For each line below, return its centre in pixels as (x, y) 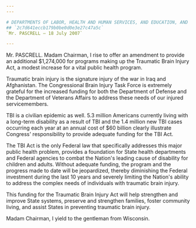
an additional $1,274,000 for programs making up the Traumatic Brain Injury (98, 61)
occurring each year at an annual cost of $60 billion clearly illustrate (89, 128)
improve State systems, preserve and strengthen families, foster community (98, 201)
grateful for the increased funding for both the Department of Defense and (97, 91)
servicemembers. (27, 104)
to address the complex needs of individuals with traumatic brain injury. (93, 183)
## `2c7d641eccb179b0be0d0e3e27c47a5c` (55, 28)
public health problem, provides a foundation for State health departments (96, 152)
